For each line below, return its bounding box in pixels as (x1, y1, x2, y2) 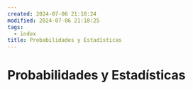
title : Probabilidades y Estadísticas (7, 37, 122, 44)
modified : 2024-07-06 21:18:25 (7, 17, 100, 24)
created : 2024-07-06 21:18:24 (7, 10, 97, 18)
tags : (7, 23, 23, 30)
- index (13, 30, 37, 38)
